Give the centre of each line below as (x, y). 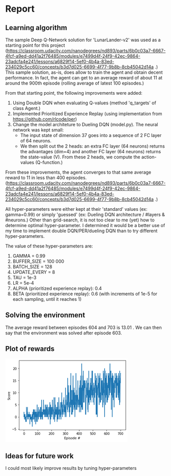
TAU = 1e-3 (24, 277)
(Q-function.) (49, 162)
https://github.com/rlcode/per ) (45, 119)
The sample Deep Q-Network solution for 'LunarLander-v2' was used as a (83, 40)
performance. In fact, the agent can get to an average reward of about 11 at (84, 78)
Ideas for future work (39, 456)
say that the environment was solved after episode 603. (64, 333)
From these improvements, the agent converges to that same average (78, 172)
